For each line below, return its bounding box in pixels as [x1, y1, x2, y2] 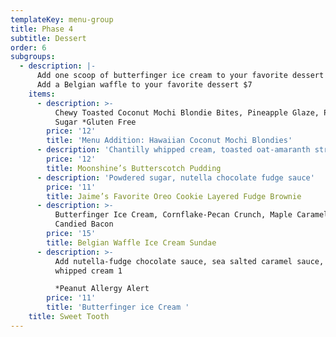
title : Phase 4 [10, 24, 74, 34]
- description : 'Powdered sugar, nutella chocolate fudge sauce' [36, 172, 315, 183]
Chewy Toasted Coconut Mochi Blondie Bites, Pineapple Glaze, [54, 107, 320, 118]
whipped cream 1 [54, 266, 123, 276]
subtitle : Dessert [10, 33, 87, 43]
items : [28, 89, 56, 99]
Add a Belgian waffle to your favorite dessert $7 [36, 80, 253, 90]
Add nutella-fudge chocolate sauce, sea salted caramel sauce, [54, 256, 325, 266]
